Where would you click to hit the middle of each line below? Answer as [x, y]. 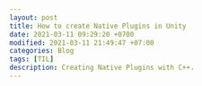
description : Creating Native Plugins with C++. [102, 68]
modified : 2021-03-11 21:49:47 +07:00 [82, 43]
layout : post [34, 17]
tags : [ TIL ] [31, 59]
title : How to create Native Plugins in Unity [98, 26]
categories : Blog [42, 51]
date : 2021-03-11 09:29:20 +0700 [72, 34]
